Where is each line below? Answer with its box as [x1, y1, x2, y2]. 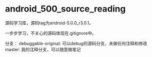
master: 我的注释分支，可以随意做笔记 [5, 46, 81, 52]
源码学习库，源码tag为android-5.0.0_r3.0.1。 [5, 20, 94, 26]
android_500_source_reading [5, 3, 126, 14]
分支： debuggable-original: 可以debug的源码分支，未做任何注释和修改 [5, 40, 147, 46]
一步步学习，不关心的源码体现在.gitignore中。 [5, 30, 97, 36]
